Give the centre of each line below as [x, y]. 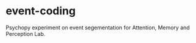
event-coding [41, 11]
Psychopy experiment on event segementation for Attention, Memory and [98, 27]
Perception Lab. [26, 33]
